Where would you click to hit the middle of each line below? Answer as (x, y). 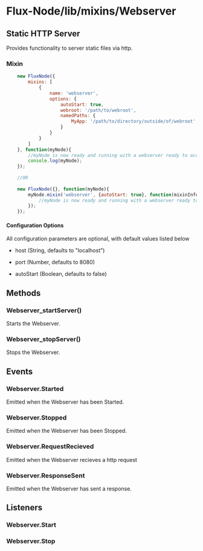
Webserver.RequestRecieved (50, 447)
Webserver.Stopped (37, 418)
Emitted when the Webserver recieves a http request (72, 459)
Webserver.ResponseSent (46, 475)
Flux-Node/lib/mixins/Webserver (91, 11)
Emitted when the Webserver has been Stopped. (66, 431)
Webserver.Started (35, 389)
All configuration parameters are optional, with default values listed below (98, 239)
